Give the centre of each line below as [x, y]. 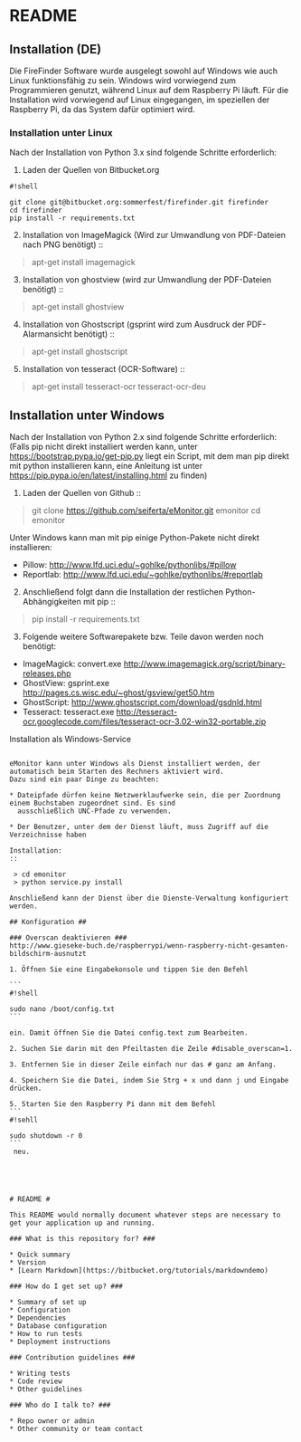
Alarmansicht [47, 334]
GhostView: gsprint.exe [66, 683]
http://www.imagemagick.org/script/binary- [205, 664]
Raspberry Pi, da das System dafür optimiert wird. [103, 109]
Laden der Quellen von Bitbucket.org [91, 170]
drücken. [26, 1089]
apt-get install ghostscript [80, 352]
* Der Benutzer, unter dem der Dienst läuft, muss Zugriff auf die [139, 827]
